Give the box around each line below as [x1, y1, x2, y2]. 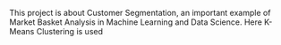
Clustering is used [36, 26, 104, 36]
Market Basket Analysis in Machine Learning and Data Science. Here [9, 17, 262, 27]
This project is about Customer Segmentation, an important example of [9, 8, 271, 18]
